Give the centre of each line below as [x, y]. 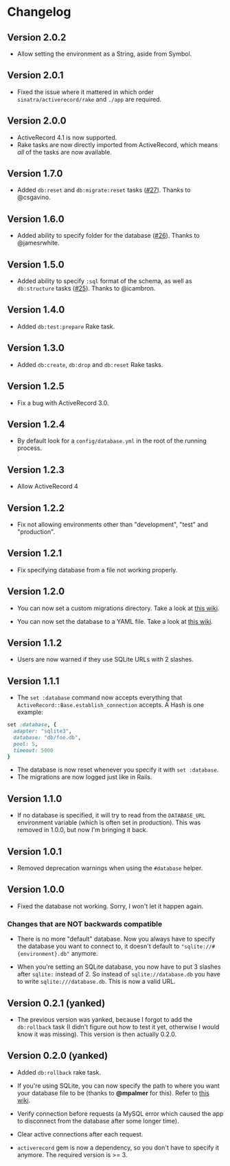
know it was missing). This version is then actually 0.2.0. [97, 1034]
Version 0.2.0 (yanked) [58, 1056]
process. [30, 448]
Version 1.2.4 [36, 424]
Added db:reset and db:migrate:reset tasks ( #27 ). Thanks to [104, 190]
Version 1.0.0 [36, 889]
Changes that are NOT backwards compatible [85, 923]
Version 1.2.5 [36, 386]
